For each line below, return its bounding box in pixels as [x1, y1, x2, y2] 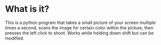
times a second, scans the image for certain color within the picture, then [5, 24, 154, 30]
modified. [5, 35, 25, 41]
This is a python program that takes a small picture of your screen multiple [5, 20, 156, 25]
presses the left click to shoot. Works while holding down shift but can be [5, 30, 154, 36]
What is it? [5, 3, 50, 15]
